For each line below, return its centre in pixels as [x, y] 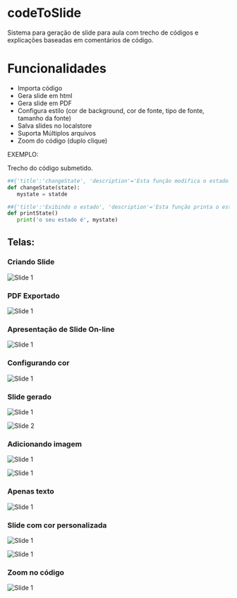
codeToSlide [44, 13]
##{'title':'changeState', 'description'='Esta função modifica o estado [118, 181]
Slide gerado [29, 397]
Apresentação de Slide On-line [61, 330]
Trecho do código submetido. [50, 168]
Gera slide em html [45, 95]
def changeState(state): [44, 187]
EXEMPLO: [23, 154]
